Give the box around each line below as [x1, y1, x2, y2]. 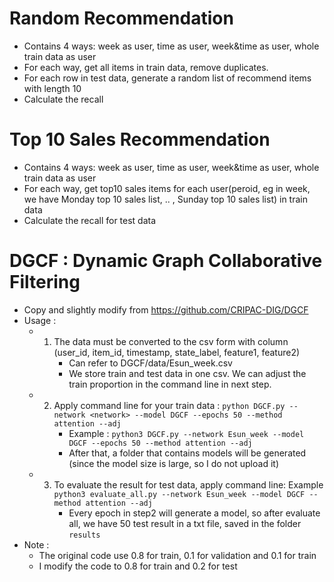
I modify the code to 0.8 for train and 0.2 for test [38, 560, 238, 572]
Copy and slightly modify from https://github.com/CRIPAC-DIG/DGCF [23, 303, 309, 316]
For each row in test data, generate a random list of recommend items [23, 72, 312, 84]
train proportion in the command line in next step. [68, 378, 272, 390]
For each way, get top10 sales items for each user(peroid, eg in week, [23, 182, 311, 194]
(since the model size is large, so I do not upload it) [68, 457, 279, 469]
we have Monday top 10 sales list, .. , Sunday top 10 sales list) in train [23, 193, 308, 205]
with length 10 [23, 82, 82, 94]
